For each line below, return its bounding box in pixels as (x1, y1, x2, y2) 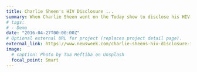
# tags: (6, 19, 25, 25)
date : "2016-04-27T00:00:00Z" (6, 30, 80, 36)
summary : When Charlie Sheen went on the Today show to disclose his (6, 14, 180, 20)
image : (6, 46, 22, 52)
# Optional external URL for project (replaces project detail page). (6, 35, 182, 41)
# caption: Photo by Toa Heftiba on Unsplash (11, 52, 125, 57)
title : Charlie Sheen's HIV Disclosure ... (6, 8, 114, 15)
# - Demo (6, 24, 28, 31)
